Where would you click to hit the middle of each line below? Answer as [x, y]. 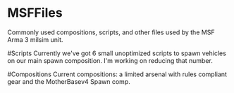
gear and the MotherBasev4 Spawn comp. [69, 81]
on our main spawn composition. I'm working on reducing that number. [110, 60]
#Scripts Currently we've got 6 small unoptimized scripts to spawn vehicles [117, 53]
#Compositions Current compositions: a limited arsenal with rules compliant [117, 74]
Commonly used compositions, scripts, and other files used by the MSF [111, 32]
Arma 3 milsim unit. [35, 39]
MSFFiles [35, 13]
